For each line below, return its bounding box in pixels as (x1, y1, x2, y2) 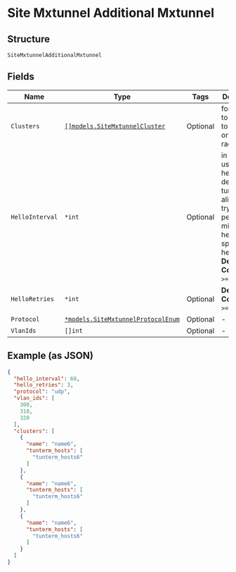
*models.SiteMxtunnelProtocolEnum (64, 315, 181, 323)
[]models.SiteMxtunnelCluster (64, 122, 166, 130)
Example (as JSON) (7, 350, 93, 362)
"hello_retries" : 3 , (13, 382, 74, 389)
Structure (7, 33, 51, 45)
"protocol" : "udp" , (13, 388, 71, 396)
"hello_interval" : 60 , (13, 375, 80, 382)
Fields (7, 71, 35, 83)
